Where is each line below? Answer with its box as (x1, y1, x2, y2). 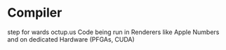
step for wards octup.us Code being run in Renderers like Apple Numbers (7, 28, 220, 36)
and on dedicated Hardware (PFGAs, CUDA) (7, 35, 135, 43)
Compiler (7, 5, 62, 21)
